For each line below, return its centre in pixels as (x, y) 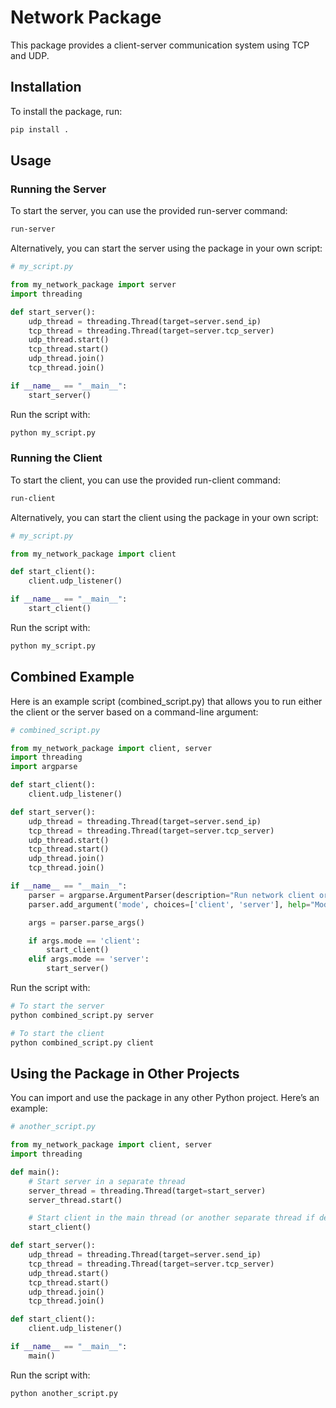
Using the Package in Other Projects (125, 1073)
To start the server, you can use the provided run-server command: (149, 211)
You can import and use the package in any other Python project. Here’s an (165, 1098)
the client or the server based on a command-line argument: (134, 712)
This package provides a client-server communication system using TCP (160, 45)
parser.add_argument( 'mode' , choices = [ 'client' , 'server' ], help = (169, 904)
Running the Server (58, 189)
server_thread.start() (75, 1200)
